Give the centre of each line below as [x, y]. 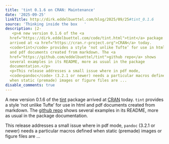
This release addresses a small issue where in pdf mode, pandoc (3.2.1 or [80, 125]
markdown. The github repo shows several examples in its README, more [82, 110]
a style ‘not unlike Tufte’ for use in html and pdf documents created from [80, 105]
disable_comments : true [30, 85]
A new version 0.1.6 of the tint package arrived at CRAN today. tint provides [84, 100]
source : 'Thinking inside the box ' [46, 24]
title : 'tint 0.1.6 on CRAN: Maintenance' [50, 10]
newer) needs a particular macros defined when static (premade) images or [83, 131]
